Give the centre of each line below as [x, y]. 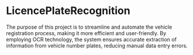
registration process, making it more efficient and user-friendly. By [86, 33]
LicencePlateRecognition [68, 11]
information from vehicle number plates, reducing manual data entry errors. [97, 46]
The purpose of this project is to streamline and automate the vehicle [89, 27]
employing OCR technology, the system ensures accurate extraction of [92, 39]
